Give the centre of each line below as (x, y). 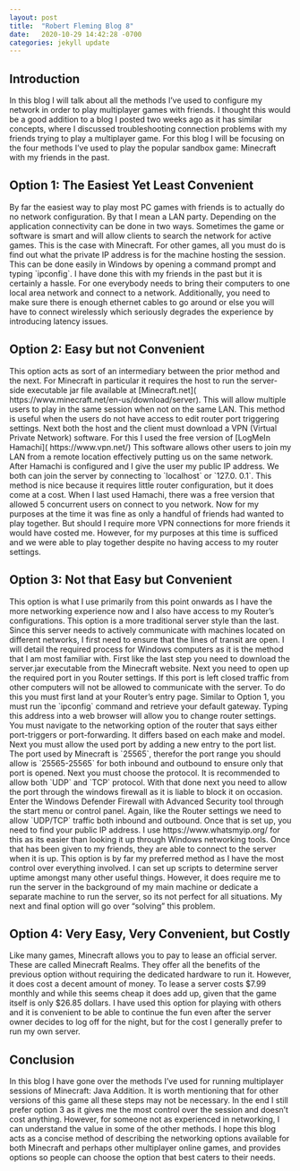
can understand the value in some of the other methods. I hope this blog (142, 1129)
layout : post (34, 17)
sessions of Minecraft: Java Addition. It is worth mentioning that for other (144, 1091)
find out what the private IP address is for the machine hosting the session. (148, 254)
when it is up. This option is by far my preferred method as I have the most (147, 858)
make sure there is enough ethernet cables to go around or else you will (142, 302)
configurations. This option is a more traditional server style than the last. (144, 620)
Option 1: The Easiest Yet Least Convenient (131, 186)
